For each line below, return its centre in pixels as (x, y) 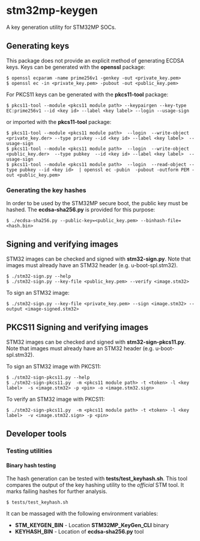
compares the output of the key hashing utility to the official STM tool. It (95, 485)
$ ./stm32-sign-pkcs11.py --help (48, 377)
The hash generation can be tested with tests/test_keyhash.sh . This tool (97, 478)
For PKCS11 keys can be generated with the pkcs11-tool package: (87, 94)
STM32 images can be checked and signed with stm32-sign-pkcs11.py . (96, 342)
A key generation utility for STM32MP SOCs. (61, 27)
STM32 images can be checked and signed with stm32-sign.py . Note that (98, 259)
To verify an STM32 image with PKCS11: (56, 399)
